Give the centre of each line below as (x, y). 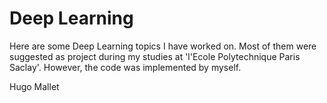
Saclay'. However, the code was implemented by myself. (125, 67)
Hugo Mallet (34, 86)
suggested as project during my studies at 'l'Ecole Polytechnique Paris (155, 56)
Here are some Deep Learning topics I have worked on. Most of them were (163, 46)
